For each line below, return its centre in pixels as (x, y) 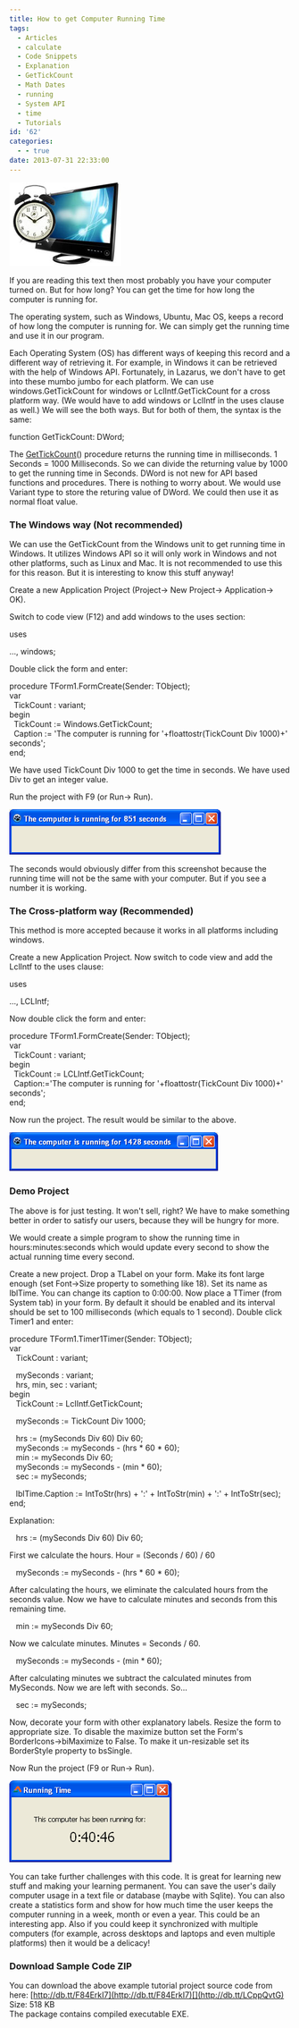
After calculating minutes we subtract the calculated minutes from (130, 1677)
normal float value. (44, 502)
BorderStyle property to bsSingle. (71, 1750)
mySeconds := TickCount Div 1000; (81, 1421)
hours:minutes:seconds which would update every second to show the (139, 1246)
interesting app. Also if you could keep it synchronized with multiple (134, 1923)
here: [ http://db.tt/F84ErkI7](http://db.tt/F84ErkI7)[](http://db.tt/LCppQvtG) (147, 1995)
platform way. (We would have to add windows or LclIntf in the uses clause (147, 400)
